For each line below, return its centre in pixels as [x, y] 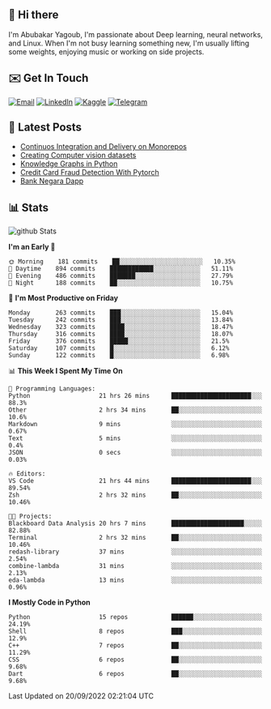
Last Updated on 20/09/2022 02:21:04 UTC [81, 696]
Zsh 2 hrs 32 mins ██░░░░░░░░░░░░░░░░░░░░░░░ [135, 495]
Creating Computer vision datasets [78, 156]
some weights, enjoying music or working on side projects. [106, 51]
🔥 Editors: [27, 474]
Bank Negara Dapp [52, 181]
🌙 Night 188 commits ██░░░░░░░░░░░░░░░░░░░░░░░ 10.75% [121, 283]
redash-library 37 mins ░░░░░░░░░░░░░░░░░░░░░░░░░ [135, 552]
